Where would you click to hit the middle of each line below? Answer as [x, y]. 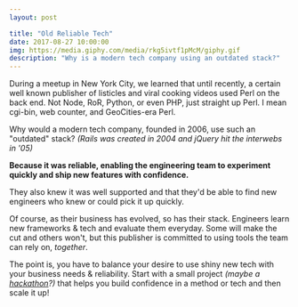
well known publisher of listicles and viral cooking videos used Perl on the [145, 93]
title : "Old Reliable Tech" [61, 33]
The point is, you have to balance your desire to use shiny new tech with [141, 264]
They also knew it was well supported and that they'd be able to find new [143, 192]
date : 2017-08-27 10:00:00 [59, 42]
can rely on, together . [49, 247]
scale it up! [29, 293]
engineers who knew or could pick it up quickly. [97, 202]
